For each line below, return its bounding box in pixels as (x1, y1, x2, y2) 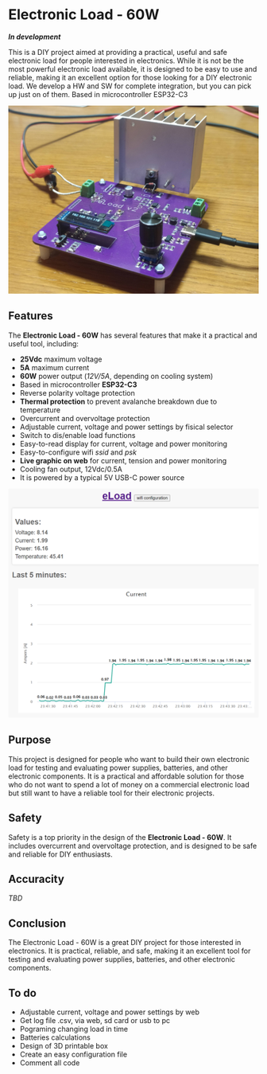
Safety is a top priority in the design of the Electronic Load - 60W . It (8, 832, 232, 842)
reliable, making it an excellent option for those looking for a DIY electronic (8, 72, 253, 82)
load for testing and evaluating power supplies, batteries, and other (8, 763, 228, 772)
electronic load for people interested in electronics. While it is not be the (8, 56, 244, 65)
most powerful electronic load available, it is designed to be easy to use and (8, 64, 257, 73)
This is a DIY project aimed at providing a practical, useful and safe (8, 47, 228, 57)
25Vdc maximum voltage (19, 354, 103, 364)
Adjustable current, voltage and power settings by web (19, 1007, 200, 1017)
